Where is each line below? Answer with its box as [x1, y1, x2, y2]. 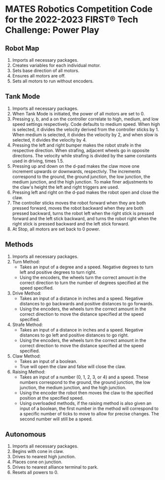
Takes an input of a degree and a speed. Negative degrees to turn [19, 264, 154, 270]
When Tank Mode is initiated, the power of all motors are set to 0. [12, 111, 145, 116]
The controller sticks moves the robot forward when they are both [12, 200, 146, 206]
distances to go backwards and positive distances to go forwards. [19, 300, 154, 306]
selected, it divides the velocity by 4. [12, 137, 87, 143]
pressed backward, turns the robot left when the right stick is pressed [12, 210, 154, 216]
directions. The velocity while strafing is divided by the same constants [12, 152, 157, 158]
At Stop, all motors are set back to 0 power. [12, 226, 100, 232]
